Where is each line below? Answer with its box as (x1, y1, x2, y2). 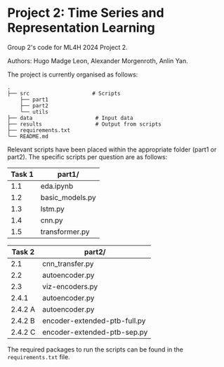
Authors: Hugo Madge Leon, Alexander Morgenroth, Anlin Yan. (7, 56, 188, 65)
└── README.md (7, 133, 49, 140)
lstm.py (40, 203, 65, 213)
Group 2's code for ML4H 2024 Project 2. (7, 43, 128, 51)
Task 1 (11, 169, 34, 179)
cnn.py (40, 215, 63, 225)
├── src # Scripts (7, 90, 121, 97)
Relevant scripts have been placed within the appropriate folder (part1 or (7, 145, 217, 154)
